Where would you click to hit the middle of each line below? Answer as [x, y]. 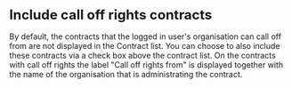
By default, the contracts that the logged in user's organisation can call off [146, 36]
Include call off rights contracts [111, 14]
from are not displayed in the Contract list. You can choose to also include [145, 45]
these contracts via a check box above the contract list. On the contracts [142, 55]
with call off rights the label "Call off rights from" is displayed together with [146, 64]
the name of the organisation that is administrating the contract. [126, 74]
